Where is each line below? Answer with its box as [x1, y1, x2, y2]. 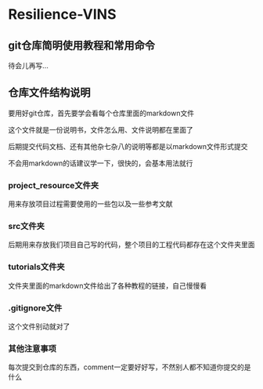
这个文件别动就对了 [8, 322, 70, 331]
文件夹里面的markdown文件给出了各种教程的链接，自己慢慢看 [8, 281, 207, 290]
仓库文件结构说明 [8, 86, 91, 100]
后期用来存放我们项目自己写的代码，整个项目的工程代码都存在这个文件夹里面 [8, 240, 255, 249]
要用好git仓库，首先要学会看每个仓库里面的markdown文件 [8, 108, 194, 118]
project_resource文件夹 [8, 180, 99, 191]
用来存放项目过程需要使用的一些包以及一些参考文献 [8, 199, 173, 209]
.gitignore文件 [8, 302, 63, 313]
